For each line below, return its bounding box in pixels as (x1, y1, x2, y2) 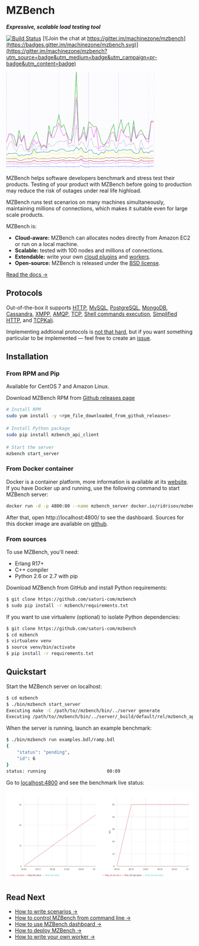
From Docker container (6, 465, 74, 473)
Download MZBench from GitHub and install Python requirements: (6, 584, 168, 591)
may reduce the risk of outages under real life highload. (6, 187, 142, 194)
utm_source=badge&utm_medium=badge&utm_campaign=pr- (6, 53, 158, 61)
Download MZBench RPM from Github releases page (6, 395, 135, 402)
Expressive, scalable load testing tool (6, 23, 101, 30)
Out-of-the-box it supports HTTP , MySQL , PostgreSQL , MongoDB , (6, 304, 168, 311)
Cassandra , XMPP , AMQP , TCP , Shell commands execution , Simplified (6, 310, 178, 317)
